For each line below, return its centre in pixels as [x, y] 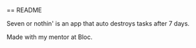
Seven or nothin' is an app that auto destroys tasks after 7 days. [98, 23]
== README [24, 10]
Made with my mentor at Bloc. [50, 37]
